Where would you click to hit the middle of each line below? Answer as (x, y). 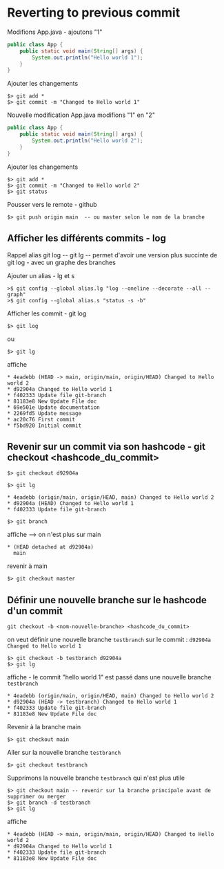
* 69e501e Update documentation (53, 407)
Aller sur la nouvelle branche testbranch (64, 753)
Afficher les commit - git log (47, 313)
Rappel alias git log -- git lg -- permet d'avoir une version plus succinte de (112, 255)
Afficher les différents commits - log (87, 238)
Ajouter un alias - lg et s (41, 275)
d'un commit (35, 611)
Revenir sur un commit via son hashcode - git (106, 447)
